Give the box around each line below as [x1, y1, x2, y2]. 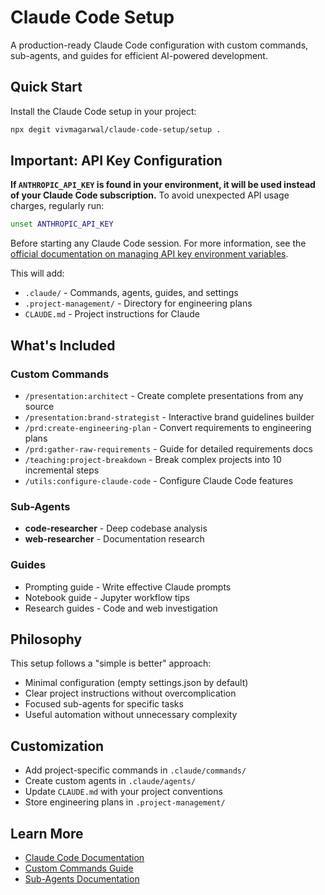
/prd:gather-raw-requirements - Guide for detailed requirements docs [24, 443, 313, 455]
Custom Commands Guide [24, 862, 134, 875]
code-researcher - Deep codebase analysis [24, 522, 208, 535]
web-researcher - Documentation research [24, 533, 205, 545]
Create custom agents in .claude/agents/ [24, 775, 197, 787]
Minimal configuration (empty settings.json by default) [24, 677, 249, 689]
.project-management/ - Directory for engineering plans [24, 297, 253, 310]
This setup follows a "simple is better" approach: [10, 657, 212, 670]
